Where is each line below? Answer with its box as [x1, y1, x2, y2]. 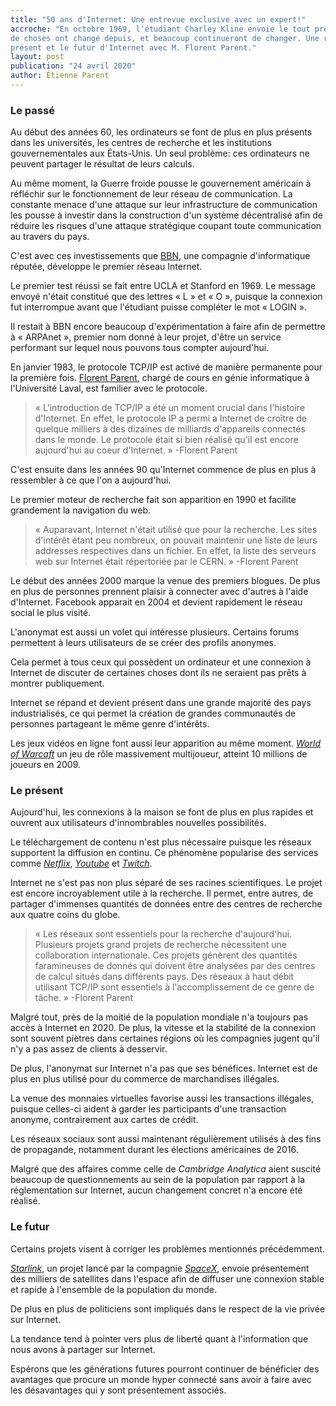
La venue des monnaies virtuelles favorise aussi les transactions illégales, [10, 1092, 315, 1105]
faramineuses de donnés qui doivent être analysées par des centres [34, 960, 316, 972]
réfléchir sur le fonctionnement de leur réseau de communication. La [10, 188, 293, 200]
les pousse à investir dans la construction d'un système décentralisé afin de [10, 209, 323, 221]
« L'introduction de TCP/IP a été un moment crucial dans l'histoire [34, 402, 306, 414]
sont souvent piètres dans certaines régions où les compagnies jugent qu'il [10, 1032, 320, 1045]
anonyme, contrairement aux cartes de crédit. [10, 1114, 199, 1126]
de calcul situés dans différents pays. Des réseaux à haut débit [34, 971, 295, 983]
